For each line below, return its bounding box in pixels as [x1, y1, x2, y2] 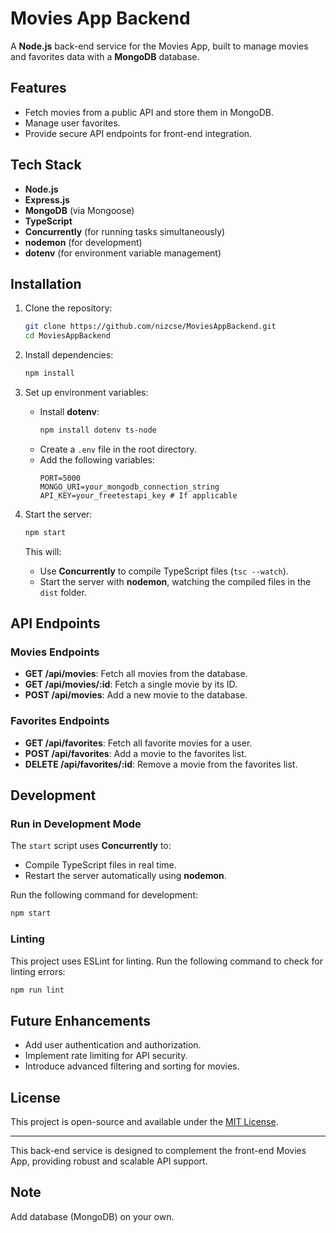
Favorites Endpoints [10, 714, 110, 728]
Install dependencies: [24, 349, 114, 361]
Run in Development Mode [10, 817, 142, 831]
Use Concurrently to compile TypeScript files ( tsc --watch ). [39, 565, 289, 577]
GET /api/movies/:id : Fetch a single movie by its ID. [24, 678, 238, 691]
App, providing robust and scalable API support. [10, 1155, 208, 1167]
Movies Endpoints [10, 645, 100, 659]
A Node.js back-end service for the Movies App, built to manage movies [10, 40, 309, 52]
